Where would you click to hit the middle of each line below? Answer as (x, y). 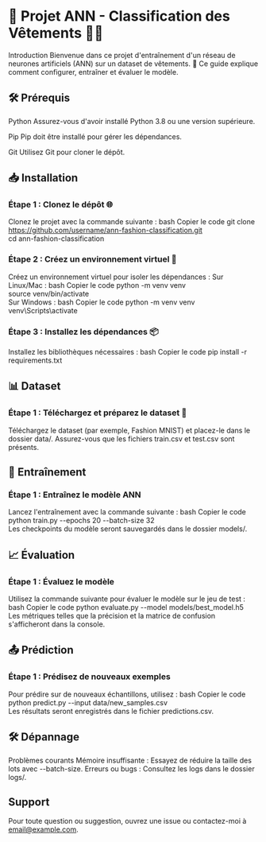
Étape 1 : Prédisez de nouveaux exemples (89, 677)
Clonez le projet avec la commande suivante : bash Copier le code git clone (132, 222)
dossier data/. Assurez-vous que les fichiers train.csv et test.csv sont (121, 438)
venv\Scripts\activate (43, 310)
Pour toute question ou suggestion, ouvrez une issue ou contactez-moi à (127, 821)
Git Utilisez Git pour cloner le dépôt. (67, 152)
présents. (24, 447)
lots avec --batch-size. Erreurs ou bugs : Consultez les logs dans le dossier (132, 768)
